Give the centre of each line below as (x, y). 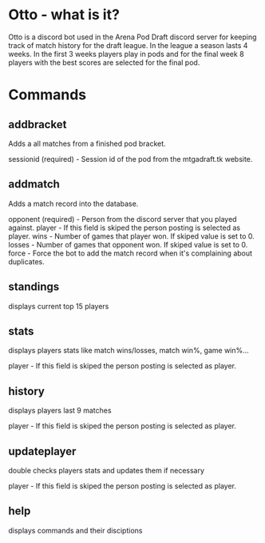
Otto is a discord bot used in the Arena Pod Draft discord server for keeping (132, 37)
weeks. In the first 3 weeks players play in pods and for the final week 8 (127, 54)
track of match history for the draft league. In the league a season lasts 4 (128, 45)
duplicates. (27, 261)
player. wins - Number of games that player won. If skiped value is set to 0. (132, 236)
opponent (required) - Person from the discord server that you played (123, 219)
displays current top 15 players (59, 306)
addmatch (34, 185)
